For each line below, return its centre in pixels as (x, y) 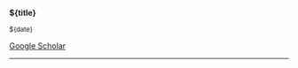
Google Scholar (38, 46)
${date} (21, 29)
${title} (23, 13)
